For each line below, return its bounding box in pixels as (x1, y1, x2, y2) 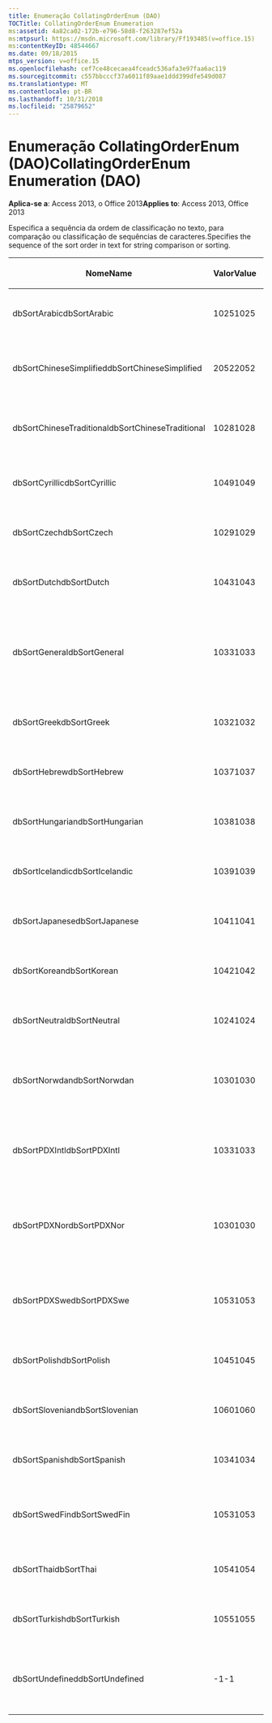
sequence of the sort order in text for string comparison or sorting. (8, 240, 231, 250)
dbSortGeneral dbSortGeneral (12, 647, 124, 658)
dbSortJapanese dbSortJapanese (12, 915, 139, 927)
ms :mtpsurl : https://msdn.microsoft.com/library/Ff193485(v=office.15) (8, 34, 255, 43)
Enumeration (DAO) (8, 172, 142, 191)
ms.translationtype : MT (8, 80, 89, 88)
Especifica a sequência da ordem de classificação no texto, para (8, 223, 224, 233)
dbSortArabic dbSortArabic (12, 308, 114, 319)
